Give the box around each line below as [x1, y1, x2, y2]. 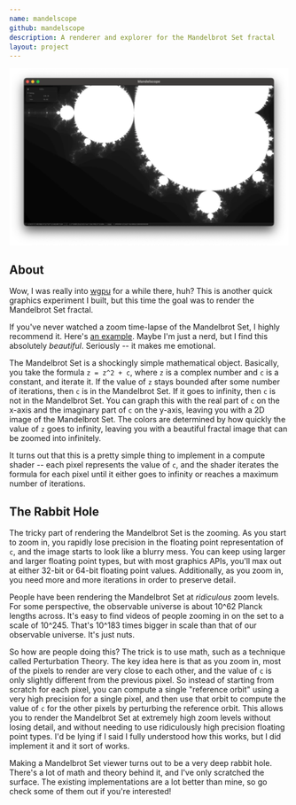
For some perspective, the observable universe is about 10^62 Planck [9, 601, 263, 612]
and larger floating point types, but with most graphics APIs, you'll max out [9, 556, 282, 567]
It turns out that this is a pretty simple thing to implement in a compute [9, 450, 266, 461]
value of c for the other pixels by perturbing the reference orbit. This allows [9, 703, 284, 714]
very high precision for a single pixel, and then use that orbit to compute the [9, 693, 286, 704]
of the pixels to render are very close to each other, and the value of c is [9, 665, 272, 677]
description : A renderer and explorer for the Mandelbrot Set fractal [9, 33, 276, 42]
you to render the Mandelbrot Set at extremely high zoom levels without [9, 713, 271, 724]
